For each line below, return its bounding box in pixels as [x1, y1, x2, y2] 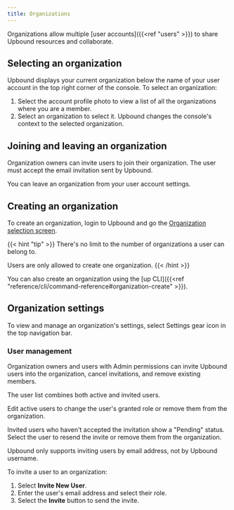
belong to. [7, 248, 37, 256]
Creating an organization [7, 200, 119, 212]
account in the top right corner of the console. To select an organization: [7, 84, 218, 92]
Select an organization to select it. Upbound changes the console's [17, 112, 212, 120]
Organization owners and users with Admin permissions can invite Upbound [7, 362, 228, 371]
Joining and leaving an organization [7, 140, 167, 152]
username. [7, 454, 39, 463]
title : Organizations [7, 10, 71, 18]
